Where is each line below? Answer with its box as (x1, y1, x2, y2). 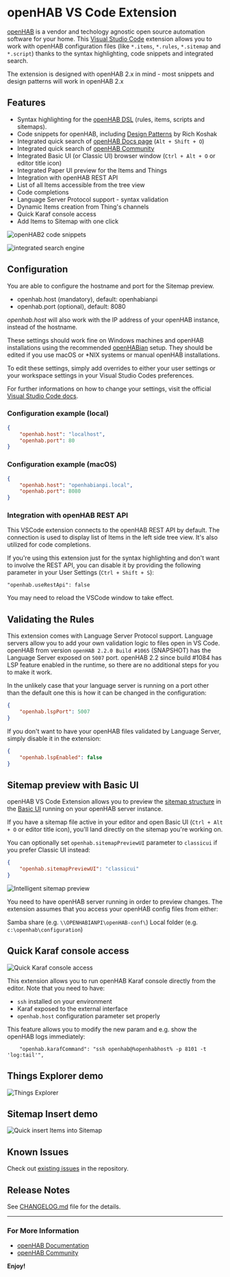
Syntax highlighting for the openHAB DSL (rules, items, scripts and (16, 115, 205, 123)
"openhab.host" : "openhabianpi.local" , (19, 482, 133, 488)
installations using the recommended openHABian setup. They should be (7, 343, 213, 351)
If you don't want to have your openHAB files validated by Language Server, (7, 727, 221, 735)
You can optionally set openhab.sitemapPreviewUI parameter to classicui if (7, 839, 218, 847)
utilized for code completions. (7, 541, 91, 549)
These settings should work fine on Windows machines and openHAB (7, 336, 204, 344)
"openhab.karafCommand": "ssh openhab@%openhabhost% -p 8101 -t (19, 1045, 207, 1052)
